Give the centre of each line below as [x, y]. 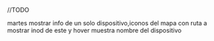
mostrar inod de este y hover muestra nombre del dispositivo [94, 30]
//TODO [18, 10]
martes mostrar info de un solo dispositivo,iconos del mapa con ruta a [107, 23]
